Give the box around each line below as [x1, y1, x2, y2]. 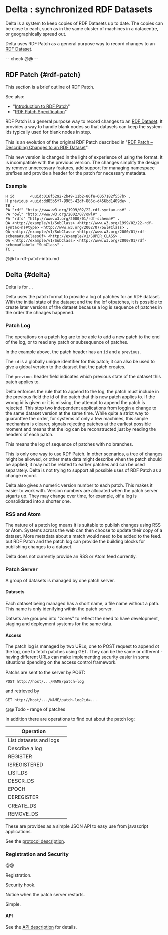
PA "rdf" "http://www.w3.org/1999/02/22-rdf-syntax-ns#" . [5, 208, 131, 213]
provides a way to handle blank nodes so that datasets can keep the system [5, 123, 162, 129]
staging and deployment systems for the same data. [5, 621, 113, 627]
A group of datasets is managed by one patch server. [5, 577, 115, 583]
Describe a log [8, 745, 42, 752]
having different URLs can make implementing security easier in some [5, 654, 150, 660]
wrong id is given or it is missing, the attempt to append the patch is [5, 399, 145, 406]
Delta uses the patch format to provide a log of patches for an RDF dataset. [5, 293, 160, 299]
